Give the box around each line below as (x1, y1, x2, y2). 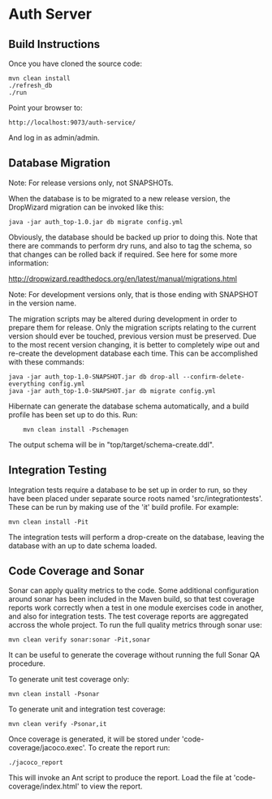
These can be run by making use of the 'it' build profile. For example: (8, 502, 240, 512)
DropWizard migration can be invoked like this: (8, 202, 164, 212)
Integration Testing (8, 464, 107, 477)
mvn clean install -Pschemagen (23, 425, 129, 434)
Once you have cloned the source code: (8, 58, 142, 68)
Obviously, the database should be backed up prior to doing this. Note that (8, 232, 258, 242)
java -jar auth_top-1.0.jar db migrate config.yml (8, 218, 183, 226)
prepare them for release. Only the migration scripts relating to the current (8, 322, 257, 332)
